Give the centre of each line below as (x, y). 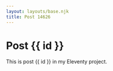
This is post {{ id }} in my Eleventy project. (57, 62)
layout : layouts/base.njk (37, 11)
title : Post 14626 (28, 17)
